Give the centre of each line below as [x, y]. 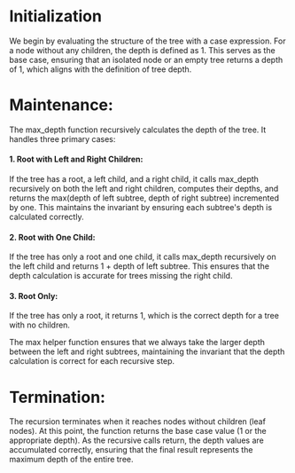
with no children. [40, 325]
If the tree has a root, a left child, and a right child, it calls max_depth [134, 179]
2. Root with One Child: [52, 237]
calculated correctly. [47, 217]
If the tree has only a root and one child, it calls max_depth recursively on [143, 257]
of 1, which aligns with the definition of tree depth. [101, 69]
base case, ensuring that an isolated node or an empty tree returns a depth [146, 59]
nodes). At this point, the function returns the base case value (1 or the [138, 431]
